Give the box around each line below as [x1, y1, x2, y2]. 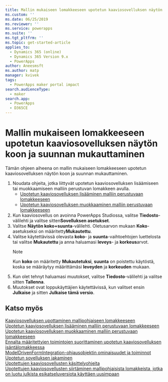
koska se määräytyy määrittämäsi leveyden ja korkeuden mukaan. [12, 263, 150, 269]
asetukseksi [12, 228, 38, 234]
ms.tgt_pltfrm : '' [5, 36, 44, 41]
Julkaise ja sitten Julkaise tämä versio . [12, 290, 95, 296]
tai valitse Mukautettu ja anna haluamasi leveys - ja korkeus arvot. [12, 239, 149, 245]
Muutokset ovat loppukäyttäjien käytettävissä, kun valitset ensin [12, 284, 145, 290]
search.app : [5, 96, 30, 101]
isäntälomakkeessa [5, 344, 45, 350]
